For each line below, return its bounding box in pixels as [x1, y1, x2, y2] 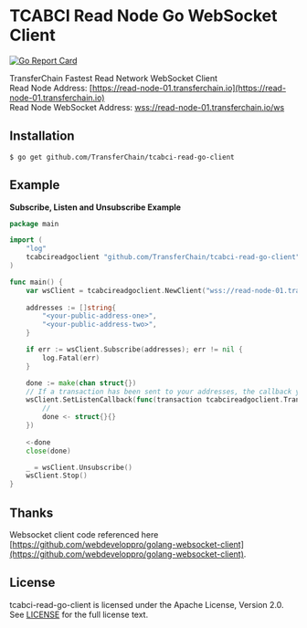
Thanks [9, 505, 54, 520]
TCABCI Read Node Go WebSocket [9, 5, 278, 26]
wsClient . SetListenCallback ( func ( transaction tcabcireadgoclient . [26, 395, 284, 404]
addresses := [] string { [26, 303, 117, 312]
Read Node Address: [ [9, 82, 93, 93]
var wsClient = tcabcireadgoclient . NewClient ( [26, 286, 206, 295]
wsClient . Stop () [26, 471, 89, 480]
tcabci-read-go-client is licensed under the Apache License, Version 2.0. [9, 599, 284, 610]
